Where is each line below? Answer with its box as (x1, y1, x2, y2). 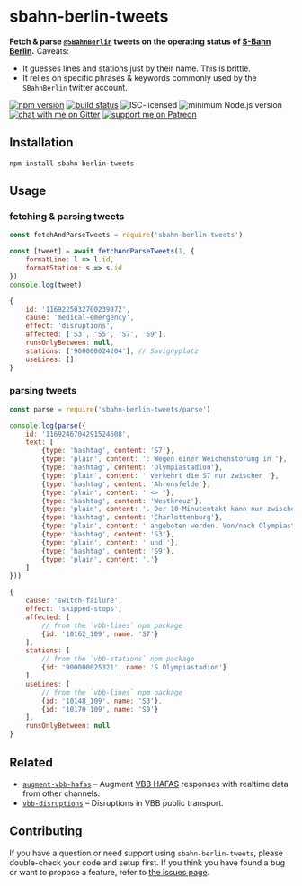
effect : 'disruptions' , (25, 322, 115, 331)
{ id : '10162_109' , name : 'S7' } (41, 629, 159, 639)
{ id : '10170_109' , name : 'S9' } (41, 704, 159, 713)
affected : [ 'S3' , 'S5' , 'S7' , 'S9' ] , (25, 330, 167, 339)
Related (9, 755, 54, 770)
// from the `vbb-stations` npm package (41, 654, 195, 664)
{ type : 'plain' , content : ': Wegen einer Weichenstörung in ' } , (41, 455, 288, 464)
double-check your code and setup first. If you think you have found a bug (9, 856, 286, 868)
